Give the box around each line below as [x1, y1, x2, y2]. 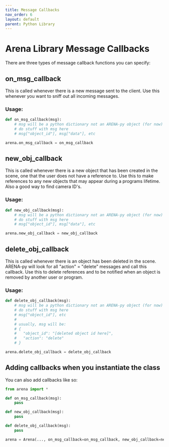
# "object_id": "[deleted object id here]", [14, 331, 114, 336]
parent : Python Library [5, 21, 55, 27]
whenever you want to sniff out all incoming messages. [5, 93, 120, 99]
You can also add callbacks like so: [5, 376, 78, 383]
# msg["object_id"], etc [14, 312, 66, 317]
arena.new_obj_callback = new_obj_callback [5, 231, 98, 236]
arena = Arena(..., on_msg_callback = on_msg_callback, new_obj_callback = [5, 437, 161, 442]
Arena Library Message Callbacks [5, 43, 150, 54]
